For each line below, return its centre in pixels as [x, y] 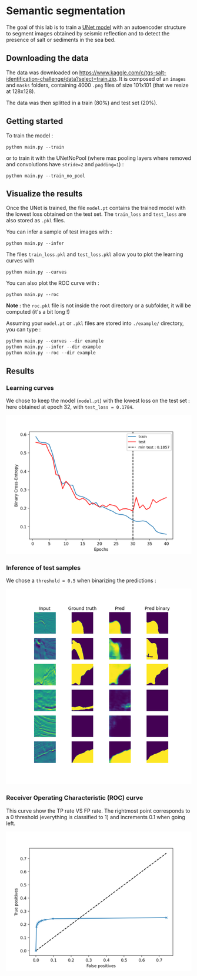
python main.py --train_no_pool [46, 176]
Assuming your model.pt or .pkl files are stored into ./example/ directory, [95, 323]
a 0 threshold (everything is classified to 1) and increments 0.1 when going [96, 817]
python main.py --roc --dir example [51, 353]
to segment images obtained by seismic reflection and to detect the [88, 33]
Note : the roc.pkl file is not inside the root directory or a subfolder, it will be [98, 305]
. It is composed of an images [151, 78]
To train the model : [30, 135]
